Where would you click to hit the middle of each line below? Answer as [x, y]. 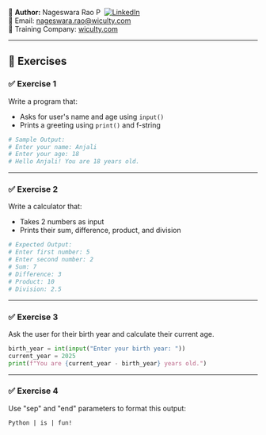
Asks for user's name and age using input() [92, 116]
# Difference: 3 [35, 274]
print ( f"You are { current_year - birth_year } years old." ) [108, 363]
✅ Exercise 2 [33, 189]
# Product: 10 [32, 281]
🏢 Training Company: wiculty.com [63, 29]
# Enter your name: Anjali [53, 147]
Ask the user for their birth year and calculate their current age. [111, 334]
